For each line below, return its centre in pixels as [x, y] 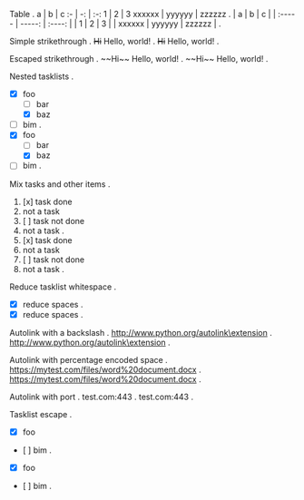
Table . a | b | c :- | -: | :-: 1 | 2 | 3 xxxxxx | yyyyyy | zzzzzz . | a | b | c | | [143, 14]
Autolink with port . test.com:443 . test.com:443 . [101, 397]
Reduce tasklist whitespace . [63, 287]
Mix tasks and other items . [60, 184]
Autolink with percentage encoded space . [88, 359]
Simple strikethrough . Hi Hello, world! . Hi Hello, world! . [114, 41]
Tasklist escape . [41, 414]
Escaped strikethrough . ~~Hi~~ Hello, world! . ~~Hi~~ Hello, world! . [139, 59]
